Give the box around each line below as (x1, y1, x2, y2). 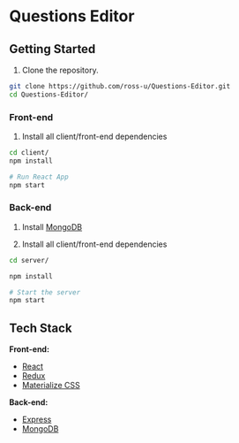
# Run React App (9, 172, 69, 181)
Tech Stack (9, 320, 72, 335)
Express (21, 414, 52, 425)
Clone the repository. (21, 65, 99, 75)
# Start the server (9, 287, 81, 297)
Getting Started (9, 42, 96, 57)
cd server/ (9, 256, 49, 264)
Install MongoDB (21, 221, 83, 232)
